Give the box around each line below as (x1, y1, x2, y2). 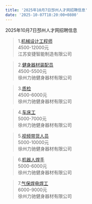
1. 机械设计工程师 (17, 38, 53, 44)
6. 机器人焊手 (17, 156, 45, 162)
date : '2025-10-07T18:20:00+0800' (5, 12, 79, 17)
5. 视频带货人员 (17, 133, 49, 139)
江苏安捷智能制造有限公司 (17, 51, 72, 57)
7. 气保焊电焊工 (17, 180, 49, 186)
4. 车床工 (17, 109, 36, 115)
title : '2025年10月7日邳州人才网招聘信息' (5, 7, 88, 13)
